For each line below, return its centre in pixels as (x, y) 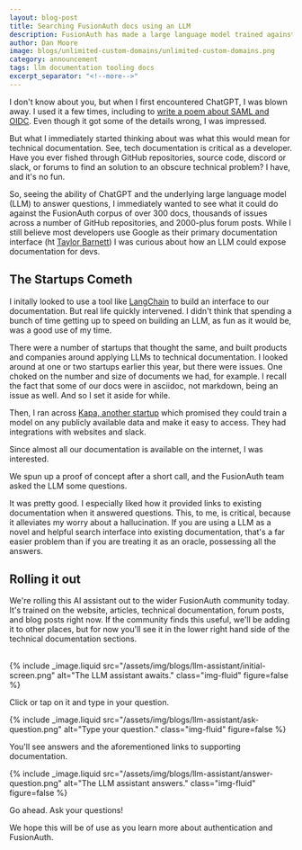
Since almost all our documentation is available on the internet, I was (136, 449)
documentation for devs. (55, 251)
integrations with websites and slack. (78, 432)
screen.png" (32, 676)
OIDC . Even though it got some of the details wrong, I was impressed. (138, 121)
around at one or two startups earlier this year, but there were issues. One (146, 366)
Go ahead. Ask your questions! (67, 810)
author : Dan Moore (44, 43)
